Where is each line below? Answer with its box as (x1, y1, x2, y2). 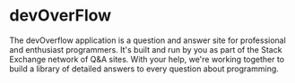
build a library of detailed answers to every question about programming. (9, 63, 280, 74)
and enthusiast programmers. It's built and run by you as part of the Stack (9, 44, 282, 54)
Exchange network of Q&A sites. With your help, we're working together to (9, 54, 285, 64)
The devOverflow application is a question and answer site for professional (9, 35, 287, 46)
